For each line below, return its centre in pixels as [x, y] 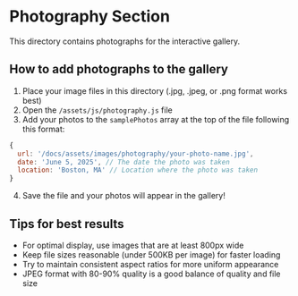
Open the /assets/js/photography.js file [97, 110]
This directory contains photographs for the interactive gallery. [125, 41]
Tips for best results [67, 224]
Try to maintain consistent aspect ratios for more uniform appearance [150, 264]
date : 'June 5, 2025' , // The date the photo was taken [123, 162]
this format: [43, 129]
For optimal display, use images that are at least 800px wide [133, 245]
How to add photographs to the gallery [119, 69]
